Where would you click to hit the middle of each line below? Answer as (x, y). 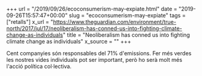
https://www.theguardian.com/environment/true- (114, 22)
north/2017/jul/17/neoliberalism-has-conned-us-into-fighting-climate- (94, 28)
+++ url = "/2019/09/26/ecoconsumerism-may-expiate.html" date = (92, 9)
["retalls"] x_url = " (30, 22)
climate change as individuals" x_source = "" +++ (69, 41)
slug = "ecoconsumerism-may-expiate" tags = (127, 15)
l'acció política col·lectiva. (39, 66)
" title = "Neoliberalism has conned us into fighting (126, 35)
